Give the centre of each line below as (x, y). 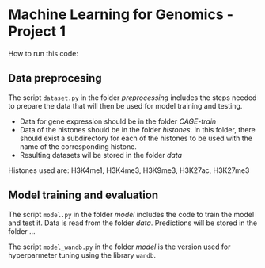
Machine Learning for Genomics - (121, 15)
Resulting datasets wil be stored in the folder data (101, 155)
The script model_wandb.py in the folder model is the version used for (119, 247)
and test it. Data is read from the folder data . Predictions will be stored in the (133, 223)
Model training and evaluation (83, 195)
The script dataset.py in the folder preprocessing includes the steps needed (132, 98)
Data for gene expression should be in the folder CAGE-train (118, 121)
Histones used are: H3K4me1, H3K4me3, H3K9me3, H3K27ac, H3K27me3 (129, 170)
